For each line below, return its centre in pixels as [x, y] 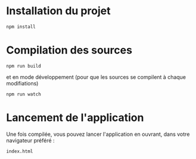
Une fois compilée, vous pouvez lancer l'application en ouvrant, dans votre [98, 134]
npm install [21, 27]
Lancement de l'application [75, 118]
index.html [20, 151]
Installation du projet [58, 11]
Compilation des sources [69, 50]
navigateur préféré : [30, 140]
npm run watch [24, 94]
